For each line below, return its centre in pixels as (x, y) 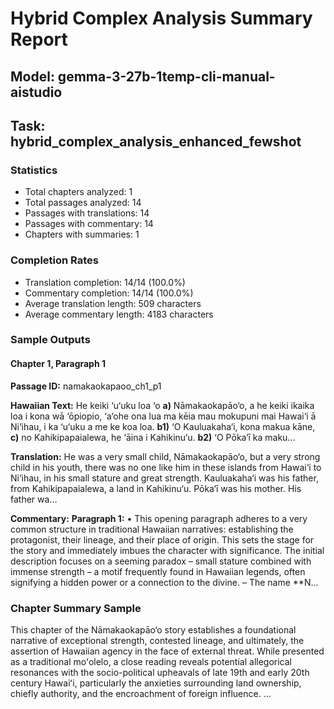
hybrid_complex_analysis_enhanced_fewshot (156, 141)
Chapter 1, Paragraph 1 (58, 364)
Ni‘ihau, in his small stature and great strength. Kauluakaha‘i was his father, (164, 478)
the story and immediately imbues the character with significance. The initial (167, 550)
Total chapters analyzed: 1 (78, 192)
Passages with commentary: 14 (89, 224)
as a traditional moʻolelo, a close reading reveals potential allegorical (151, 661)
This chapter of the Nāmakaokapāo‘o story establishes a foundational (153, 629)
